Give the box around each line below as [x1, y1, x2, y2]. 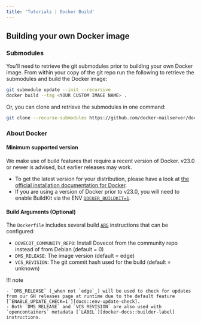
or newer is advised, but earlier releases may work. [6, 164, 133, 171]
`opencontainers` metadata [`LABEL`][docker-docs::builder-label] [6, 309, 175, 315]
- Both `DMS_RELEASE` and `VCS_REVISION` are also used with [6, 304, 162, 310]
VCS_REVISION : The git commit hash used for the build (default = [14, 258, 172, 266]
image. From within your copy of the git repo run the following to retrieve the [6, 69, 194, 76]
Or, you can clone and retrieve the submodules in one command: [6, 103, 166, 111]
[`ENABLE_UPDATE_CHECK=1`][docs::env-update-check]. [6, 299, 141, 305]
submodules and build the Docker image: [6, 76, 108, 83]
